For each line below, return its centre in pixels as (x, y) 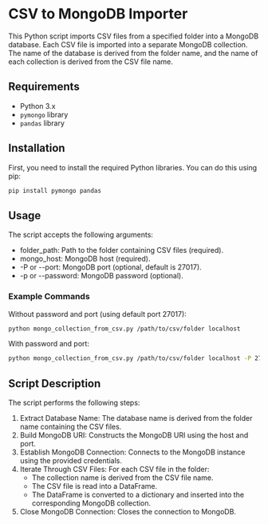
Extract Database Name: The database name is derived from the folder (136, 418)
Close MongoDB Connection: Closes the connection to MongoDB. (128, 512)
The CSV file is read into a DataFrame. (95, 486)
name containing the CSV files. (71, 427)
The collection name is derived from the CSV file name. (122, 478)
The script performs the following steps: (74, 403)
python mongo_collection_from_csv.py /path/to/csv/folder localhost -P (130, 358)
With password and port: (49, 344)
